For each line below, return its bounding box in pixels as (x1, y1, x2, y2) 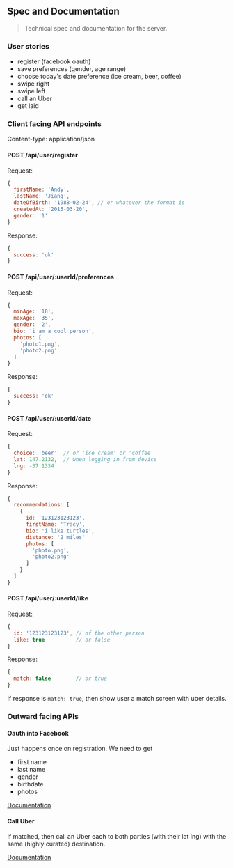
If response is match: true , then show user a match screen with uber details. (7, 695, 227, 703)
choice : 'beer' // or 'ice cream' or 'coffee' (13, 449, 154, 457)
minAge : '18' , (13, 308, 54, 316)
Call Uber (7, 816, 35, 825)
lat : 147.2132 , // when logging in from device (13, 456, 157, 463)
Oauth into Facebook (7, 729, 70, 737)
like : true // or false (13, 636, 111, 643)
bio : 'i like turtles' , (25, 527, 95, 534)
